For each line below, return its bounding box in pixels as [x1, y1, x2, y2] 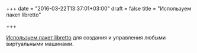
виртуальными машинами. [6, 41, 74, 47]
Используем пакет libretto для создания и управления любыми [6, 34, 166, 41]
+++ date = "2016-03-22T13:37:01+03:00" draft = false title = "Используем [6, 5, 191, 12]
